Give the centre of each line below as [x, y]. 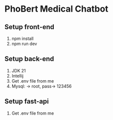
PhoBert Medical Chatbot [56, 9]
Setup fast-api [27, 101]
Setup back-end [29, 59]
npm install [23, 38]
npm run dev [24, 44]
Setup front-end [29, 27]
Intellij [17, 76]
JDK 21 [19, 70]
